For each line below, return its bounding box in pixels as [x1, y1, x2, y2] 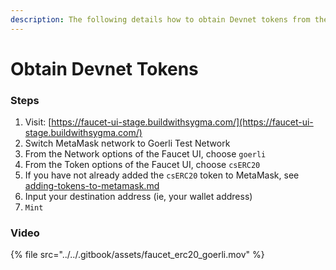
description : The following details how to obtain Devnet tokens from [10, 14, 311, 25]
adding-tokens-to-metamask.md [24, 180, 160, 192]
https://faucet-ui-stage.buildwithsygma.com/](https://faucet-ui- [51, 116, 314, 128]
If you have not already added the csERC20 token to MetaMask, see [24, 169, 300, 181]
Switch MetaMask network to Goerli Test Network [24, 137, 231, 150]
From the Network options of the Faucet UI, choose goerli [24, 148, 267, 160]
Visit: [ [24, 116, 52, 128]
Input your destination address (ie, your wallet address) [24, 191, 253, 203]
